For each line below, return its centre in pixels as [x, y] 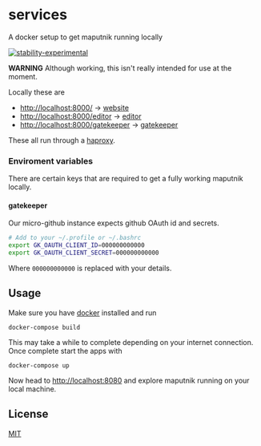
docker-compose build [44, 327]
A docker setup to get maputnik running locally [85, 37]
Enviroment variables [51, 160]
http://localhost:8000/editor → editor [80, 116]
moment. [23, 76]
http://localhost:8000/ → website [74, 107]
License [28, 414]
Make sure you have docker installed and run [82, 312]
